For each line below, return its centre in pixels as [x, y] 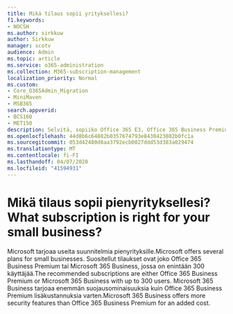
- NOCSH [18, 26]
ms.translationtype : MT [42, 149]
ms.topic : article [34, 59]
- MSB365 [20, 104]
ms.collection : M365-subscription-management [74, 71]
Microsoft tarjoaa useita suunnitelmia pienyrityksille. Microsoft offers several [115, 251]
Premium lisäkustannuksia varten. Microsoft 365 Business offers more [106, 295]
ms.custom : [23, 85]
